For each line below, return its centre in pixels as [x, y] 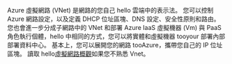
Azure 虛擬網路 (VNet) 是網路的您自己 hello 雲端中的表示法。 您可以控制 [110, 10]
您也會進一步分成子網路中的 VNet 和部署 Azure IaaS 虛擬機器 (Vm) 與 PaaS [114, 27]
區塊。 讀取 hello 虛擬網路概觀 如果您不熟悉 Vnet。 [78, 54]
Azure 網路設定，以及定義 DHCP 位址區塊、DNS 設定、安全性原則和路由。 [114, 19]
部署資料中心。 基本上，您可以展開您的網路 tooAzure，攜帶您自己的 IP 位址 [115, 45]
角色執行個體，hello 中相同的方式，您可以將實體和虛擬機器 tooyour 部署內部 [116, 36]
